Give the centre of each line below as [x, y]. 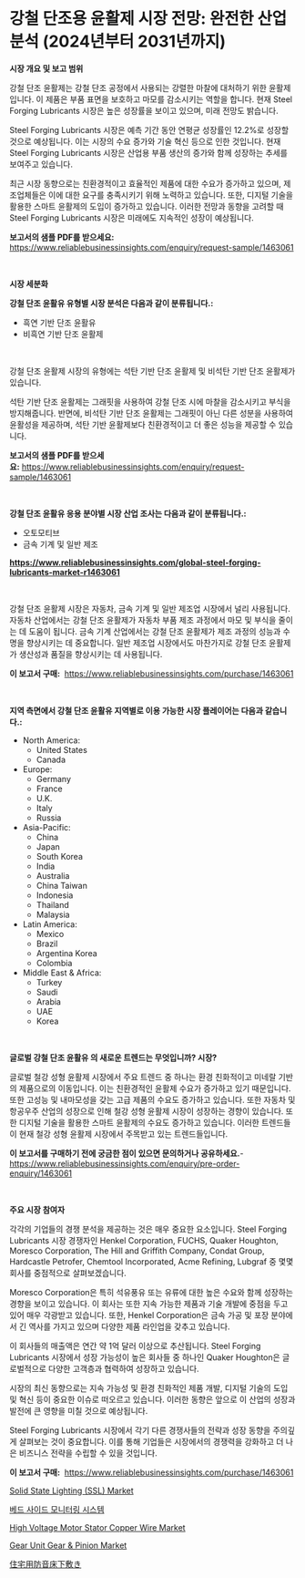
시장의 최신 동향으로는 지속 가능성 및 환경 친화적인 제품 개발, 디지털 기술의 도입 [149, 1387]
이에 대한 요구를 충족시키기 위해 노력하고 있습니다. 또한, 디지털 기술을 [171, 195]
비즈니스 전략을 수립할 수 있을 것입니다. [88, 1453]
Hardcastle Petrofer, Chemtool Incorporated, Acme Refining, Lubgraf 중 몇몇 [152, 1261]
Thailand [53, 904]
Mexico [50, 933]
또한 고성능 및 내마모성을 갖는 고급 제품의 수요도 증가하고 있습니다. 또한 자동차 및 [152, 1099]
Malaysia [53, 914]
